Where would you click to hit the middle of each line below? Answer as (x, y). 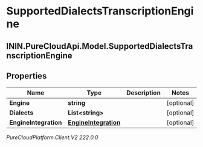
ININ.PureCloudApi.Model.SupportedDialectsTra (100, 46)
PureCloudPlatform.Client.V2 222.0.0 (52, 137)
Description (143, 93)
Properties (27, 76)
